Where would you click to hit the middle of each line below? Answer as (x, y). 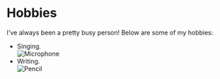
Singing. (29, 46)
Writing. (28, 61)
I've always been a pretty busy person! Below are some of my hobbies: (110, 32)
